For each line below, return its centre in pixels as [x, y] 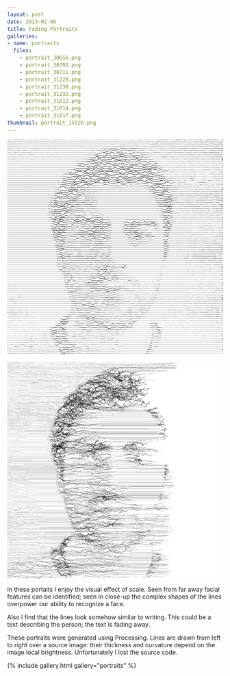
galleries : [23, 36]
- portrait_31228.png [50, 79]
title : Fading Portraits [42, 29]
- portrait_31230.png [50, 87]
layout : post [26, 14]
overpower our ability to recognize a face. [66, 603]
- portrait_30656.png [50, 58]
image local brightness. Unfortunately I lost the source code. [92, 652]
